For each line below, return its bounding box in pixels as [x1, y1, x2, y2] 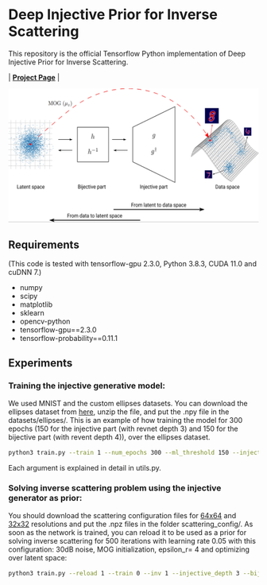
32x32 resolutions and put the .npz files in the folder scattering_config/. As [8, 519, 253, 529]
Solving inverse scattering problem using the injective [8, 482, 222, 494]
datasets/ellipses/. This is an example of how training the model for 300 [8, 415, 243, 424]
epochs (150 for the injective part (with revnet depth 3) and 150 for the [8, 424, 238, 433]
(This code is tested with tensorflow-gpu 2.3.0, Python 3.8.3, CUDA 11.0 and [8, 258, 257, 268]
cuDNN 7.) [8, 267, 42, 277]
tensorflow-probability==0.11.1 [19, 333, 118, 343]
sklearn [19, 308, 45, 317]
